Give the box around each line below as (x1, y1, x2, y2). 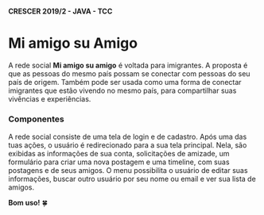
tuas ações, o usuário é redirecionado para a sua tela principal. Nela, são (8, 140, 247, 150)
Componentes (8, 113, 65, 125)
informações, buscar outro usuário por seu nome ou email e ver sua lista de (8, 174, 256, 183)
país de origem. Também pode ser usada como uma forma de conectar (8, 77, 242, 86)
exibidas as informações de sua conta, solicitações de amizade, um (8, 148, 230, 158)
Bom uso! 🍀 (8, 198, 48, 207)
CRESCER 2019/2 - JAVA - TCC (8, 6, 113, 16)
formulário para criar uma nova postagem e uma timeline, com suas (8, 157, 230, 167)
